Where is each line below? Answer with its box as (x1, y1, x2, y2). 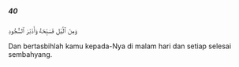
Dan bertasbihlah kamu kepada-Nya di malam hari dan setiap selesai (8, 41, 231, 51)
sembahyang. (8, 49, 53, 58)
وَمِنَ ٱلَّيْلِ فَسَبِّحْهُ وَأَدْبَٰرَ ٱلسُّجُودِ (8, 26, 77, 35)
